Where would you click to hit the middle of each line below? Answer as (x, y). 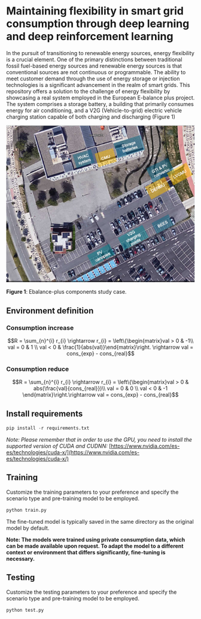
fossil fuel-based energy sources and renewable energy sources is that (94, 66)
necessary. (20, 558)
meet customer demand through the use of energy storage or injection (93, 78)
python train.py (26, 510)
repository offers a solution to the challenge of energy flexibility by (88, 91)
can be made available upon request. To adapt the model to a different (95, 546)
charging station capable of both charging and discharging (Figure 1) (91, 117)
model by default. (28, 528)
